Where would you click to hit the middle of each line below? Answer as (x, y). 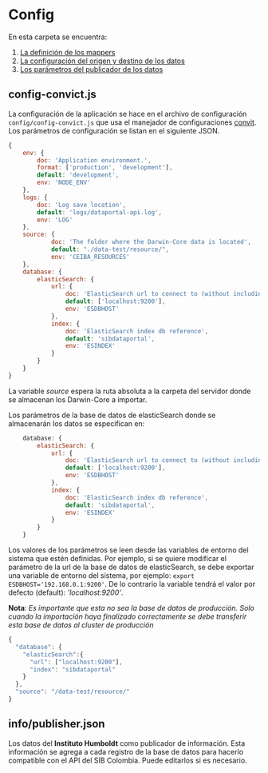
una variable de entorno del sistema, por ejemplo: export (102, 576)
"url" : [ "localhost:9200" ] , (76, 662)
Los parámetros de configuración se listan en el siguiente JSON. (114, 130)
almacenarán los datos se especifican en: (77, 423)
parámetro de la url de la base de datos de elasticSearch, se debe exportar (131, 567)
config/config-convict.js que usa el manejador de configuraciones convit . (132, 122)
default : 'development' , (78, 175)
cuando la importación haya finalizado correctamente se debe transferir (128, 616)
